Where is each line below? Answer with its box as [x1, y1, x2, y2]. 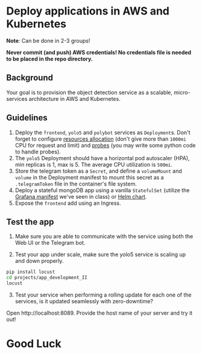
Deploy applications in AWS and [6, 4, 170, 18]
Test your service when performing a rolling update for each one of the [14, 291, 192, 298]
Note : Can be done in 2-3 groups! [6, 37, 90, 44]
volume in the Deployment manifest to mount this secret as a [14, 173, 164, 181]
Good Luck [6, 337, 62, 351]
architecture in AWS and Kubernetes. [28, 95, 121, 102]
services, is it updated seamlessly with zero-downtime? [14, 298, 154, 304]
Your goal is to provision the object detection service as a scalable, [6, 89, 173, 96]
